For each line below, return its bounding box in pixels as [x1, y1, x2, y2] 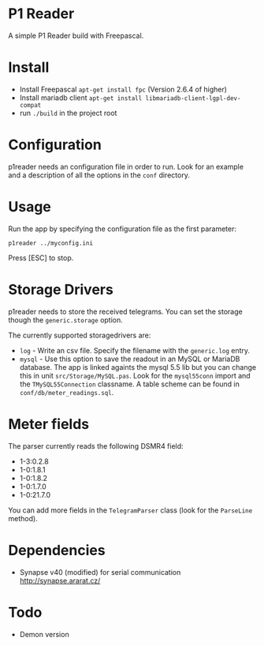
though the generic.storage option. [8, 315, 124, 324]
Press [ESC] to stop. [8, 253, 74, 263]
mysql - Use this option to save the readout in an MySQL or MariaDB [19, 354, 240, 364]
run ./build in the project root [19, 108, 117, 117]
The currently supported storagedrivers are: [8, 330, 151, 340]
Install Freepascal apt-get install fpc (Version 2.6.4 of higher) [19, 84, 227, 94]
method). [8, 513, 38, 523]
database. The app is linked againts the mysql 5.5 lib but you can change [19, 362, 257, 371]
